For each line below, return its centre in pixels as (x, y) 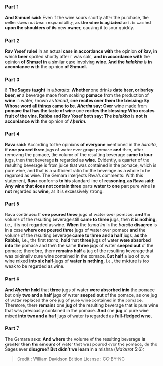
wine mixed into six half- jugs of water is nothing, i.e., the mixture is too (77, 261)
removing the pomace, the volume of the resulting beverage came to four (79, 155)
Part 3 (12, 79)
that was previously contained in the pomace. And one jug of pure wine (77, 310)
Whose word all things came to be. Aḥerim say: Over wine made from (76, 106)
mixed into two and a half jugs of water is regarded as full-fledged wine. (79, 316)
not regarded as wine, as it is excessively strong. (54, 191)
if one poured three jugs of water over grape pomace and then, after (74, 150)
